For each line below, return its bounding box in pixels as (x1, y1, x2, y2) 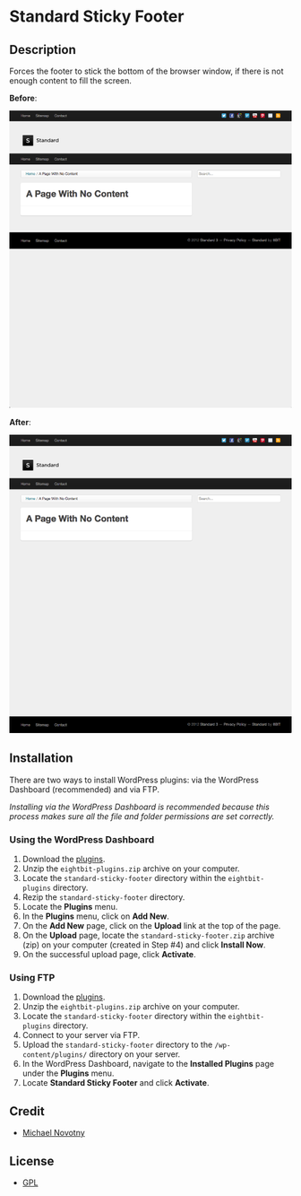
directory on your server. (89, 1049, 181, 1060)
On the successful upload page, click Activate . (21, 949, 196, 960)
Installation (9, 751, 73, 766)
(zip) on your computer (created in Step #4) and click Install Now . (21, 939, 266, 950)
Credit (9, 1104, 45, 1119)
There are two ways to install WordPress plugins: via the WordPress (9, 774, 260, 785)
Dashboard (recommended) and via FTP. (9, 783, 159, 795)
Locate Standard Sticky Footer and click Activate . (21, 1078, 210, 1088)
